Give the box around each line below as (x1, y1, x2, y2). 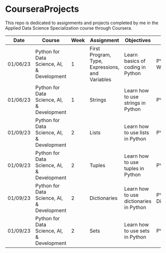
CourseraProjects (5, 3, 79, 15)
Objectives (124, 37, 151, 43)
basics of (124, 57, 146, 64)
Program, (89, 51, 111, 58)
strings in (124, 99, 146, 106)
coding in (124, 63, 146, 70)
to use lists (124, 129, 149, 136)
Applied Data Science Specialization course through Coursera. (5, 25, 132, 31)
